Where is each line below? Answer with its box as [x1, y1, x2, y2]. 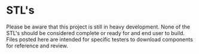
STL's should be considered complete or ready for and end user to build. [6, 29, 185, 36]
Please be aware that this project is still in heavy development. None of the [6, 23, 190, 30]
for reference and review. [6, 42, 69, 49]
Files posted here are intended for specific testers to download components [6, 36, 193, 43]
